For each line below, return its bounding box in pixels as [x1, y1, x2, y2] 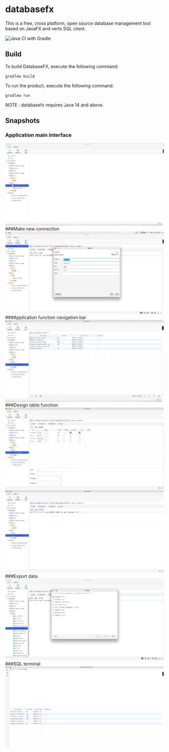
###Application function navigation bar [5, 314, 87, 320]
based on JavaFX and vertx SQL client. [5, 25, 86, 31]
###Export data [5, 573, 38, 579]
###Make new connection [5, 225, 59, 232]
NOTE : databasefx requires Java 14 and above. [5, 102, 104, 108]
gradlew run [5, 93, 30, 98]
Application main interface [5, 132, 72, 139]
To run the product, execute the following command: [5, 82, 114, 89]
